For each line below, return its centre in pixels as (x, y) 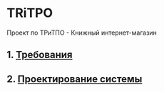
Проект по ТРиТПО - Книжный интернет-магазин (82, 33)
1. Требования (40, 55)
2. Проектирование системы (75, 79)
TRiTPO (30, 13)
